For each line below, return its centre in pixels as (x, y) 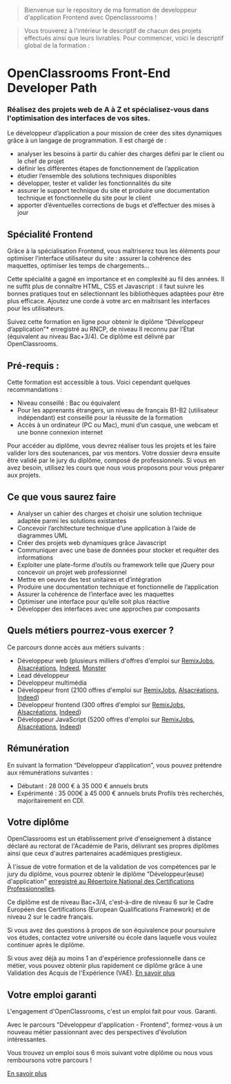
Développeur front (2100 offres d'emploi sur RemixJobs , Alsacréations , (118, 690)
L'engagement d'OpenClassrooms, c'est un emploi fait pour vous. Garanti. (112, 1011)
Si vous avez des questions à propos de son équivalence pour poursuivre (111, 930)
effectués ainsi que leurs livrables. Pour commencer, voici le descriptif (124, 38)
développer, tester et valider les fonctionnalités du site (94, 183)
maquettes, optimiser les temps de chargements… (78, 266)
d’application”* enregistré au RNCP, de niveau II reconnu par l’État (101, 329)
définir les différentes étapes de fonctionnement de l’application (108, 169)
